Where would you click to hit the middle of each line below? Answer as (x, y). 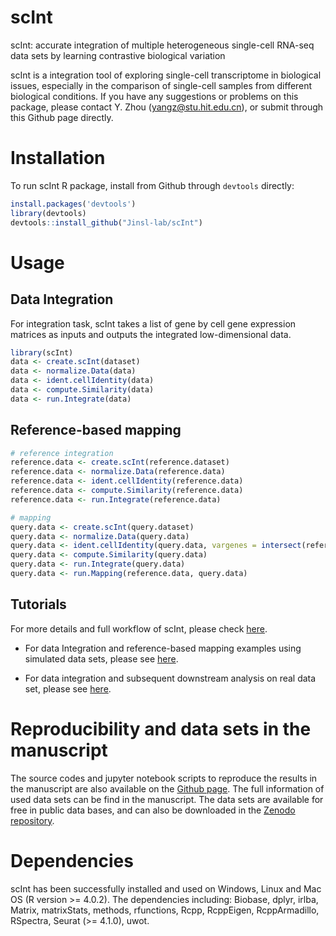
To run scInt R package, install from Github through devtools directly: (152, 185)
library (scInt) (42, 352)
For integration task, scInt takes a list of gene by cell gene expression (153, 323)
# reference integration (62, 453)
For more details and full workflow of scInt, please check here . (139, 628)
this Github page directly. (62, 117)
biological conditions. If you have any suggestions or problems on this (154, 96)
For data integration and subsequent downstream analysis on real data (170, 678)
